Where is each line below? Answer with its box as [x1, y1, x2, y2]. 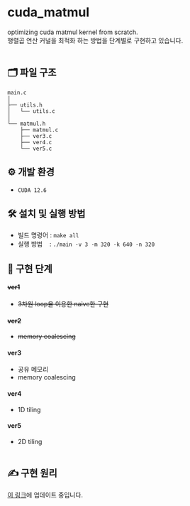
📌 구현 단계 [7, 262, 53, 274]
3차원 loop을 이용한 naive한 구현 [17, 299, 109, 308]
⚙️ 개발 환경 [7, 166, 55, 178]
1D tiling [17, 405, 41, 414]
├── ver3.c [20, 132, 52, 139]
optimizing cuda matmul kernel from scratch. [7, 28, 138, 36]
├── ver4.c [20, 139, 52, 146]
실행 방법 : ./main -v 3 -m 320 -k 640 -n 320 [17, 239, 155, 249]
